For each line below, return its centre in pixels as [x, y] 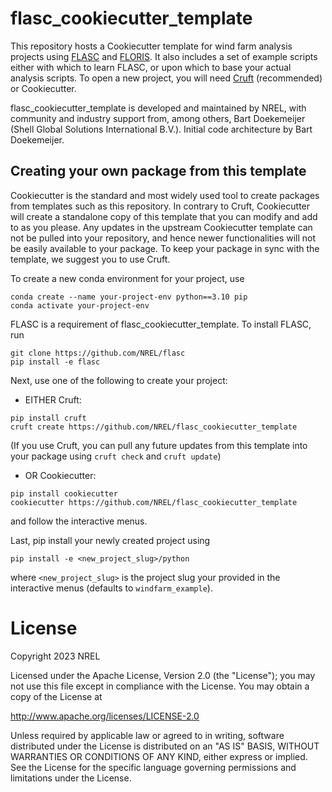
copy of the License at [56, 696]
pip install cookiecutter [64, 493]
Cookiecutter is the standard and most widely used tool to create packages [165, 195]
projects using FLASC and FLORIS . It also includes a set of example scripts [164, 56]
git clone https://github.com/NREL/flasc [98, 353]
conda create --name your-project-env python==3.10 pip [129, 297]
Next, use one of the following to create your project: [119, 380]
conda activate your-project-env [80, 305]
